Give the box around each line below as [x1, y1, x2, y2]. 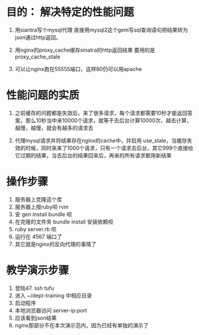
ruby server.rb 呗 [14, 225, 57, 232]
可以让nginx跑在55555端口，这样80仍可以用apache [14, 65, 142, 72]
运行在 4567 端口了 [14, 233, 63, 240]
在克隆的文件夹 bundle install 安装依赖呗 [14, 218, 114, 225]
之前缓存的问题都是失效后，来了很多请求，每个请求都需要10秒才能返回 [14, 109, 188, 116]
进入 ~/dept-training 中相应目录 [14, 291, 92, 299]
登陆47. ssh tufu [14, 284, 55, 291]
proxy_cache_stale [14, 53, 61, 60]
